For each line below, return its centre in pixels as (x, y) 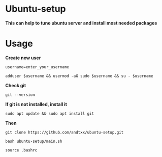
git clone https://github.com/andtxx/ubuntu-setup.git (64, 132)
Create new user (23, 58)
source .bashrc (21, 150)
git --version (20, 95)
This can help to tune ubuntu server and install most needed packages (81, 23)
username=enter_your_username (37, 67)
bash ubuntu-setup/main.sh (34, 141)
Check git (16, 85)
